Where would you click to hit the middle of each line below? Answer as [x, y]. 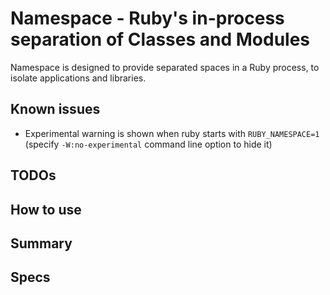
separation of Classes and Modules [160, 39]
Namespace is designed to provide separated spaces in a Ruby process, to [165, 67]
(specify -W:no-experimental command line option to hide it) [148, 144]
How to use [46, 209]
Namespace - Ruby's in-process [147, 18]
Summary [41, 243]
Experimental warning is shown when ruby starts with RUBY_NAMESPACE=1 [172, 133]
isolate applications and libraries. [78, 78]
